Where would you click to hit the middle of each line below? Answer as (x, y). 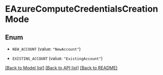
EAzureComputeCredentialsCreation (82, 9)
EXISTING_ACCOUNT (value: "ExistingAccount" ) (57, 58)
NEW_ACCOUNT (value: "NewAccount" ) (46, 49)
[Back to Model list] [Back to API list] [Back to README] (61, 68)
